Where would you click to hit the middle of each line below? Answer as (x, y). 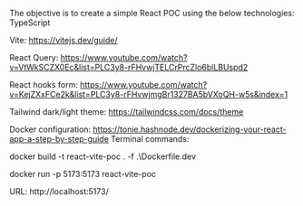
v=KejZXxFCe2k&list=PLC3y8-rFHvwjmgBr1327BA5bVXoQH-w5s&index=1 (149, 94)
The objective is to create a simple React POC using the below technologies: (152, 13)
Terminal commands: (150, 139)
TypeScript (30, 23)
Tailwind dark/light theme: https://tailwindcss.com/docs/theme (127, 112)
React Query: (34, 57)
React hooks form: (44, 84)
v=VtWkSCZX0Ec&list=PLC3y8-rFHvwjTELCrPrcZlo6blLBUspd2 (129, 67)
